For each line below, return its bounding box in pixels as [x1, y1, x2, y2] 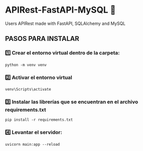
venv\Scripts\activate [5, 87, 51, 92]
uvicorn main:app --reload [5, 142, 60, 147]
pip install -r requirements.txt [5, 117, 73, 122]
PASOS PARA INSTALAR [5, 35, 80, 43]
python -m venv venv [5, 62, 47, 67]
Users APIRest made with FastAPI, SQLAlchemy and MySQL [5, 20, 126, 26]
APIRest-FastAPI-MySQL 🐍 [5, 4, 116, 16]
